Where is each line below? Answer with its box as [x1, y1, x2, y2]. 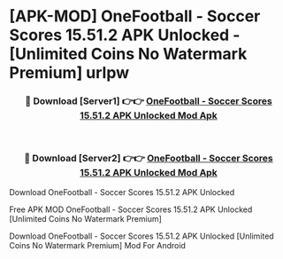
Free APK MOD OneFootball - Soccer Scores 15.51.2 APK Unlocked [9, 204, 253, 215]
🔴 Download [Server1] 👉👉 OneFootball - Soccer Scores [25, 95, 272, 107]
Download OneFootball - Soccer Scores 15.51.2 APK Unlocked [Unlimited [9, 231, 274, 241]
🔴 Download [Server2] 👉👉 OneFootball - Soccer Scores [23, 153, 274, 165]
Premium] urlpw [9, 63, 130, 83]
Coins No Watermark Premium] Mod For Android [9, 239, 186, 250]
